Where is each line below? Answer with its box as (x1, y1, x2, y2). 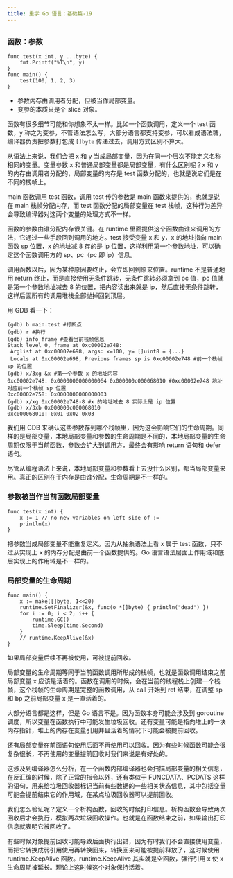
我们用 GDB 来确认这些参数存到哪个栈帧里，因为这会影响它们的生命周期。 (7, 423, 218, 432)
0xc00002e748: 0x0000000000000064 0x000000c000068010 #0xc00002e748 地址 (7, 378, 223, 385)
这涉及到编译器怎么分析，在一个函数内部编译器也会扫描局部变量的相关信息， (7, 764, 226, 773)
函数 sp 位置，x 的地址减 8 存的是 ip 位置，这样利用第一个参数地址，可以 (7, 242, 215, 250)
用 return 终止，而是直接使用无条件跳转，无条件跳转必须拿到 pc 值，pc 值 (7, 274, 218, 283)
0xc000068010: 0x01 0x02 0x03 (7, 410, 95, 418)
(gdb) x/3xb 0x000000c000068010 (7, 405, 101, 412)
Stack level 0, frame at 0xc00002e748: (7, 342, 123, 349)
